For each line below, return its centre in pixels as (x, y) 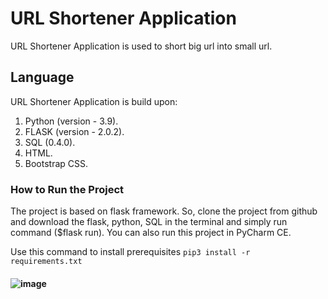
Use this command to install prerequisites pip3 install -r (130, 252)
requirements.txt (46, 262)
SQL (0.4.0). (50, 142)
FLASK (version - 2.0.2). (74, 131)
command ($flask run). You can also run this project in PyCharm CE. (151, 233)
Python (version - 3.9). (71, 121)
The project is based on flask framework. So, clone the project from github (164, 211)
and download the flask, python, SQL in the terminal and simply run (149, 222)
